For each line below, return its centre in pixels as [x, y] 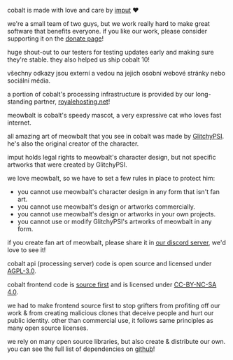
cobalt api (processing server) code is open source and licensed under [110, 263]
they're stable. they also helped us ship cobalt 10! [79, 60]
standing [20, 102]
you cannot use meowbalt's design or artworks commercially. [106, 207]
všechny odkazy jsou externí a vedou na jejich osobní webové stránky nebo [116, 73]
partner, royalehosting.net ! [72, 102]
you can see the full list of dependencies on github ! [81, 349]
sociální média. [29, 81]
